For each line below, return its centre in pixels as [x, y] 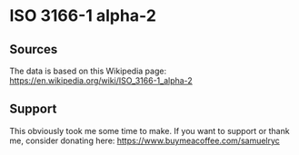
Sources [34, 49]
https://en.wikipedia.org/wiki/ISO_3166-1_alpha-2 [101, 81]
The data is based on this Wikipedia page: [88, 71]
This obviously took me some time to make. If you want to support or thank [149, 131]
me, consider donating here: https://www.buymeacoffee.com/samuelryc [145, 140]
